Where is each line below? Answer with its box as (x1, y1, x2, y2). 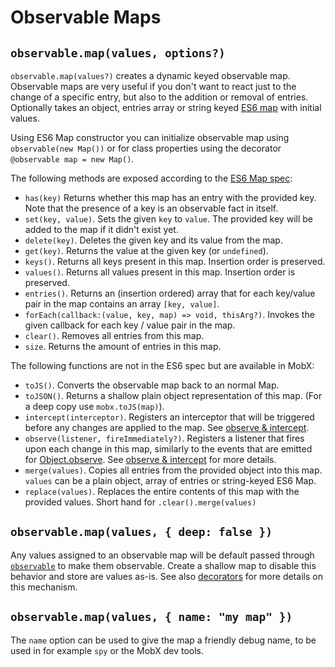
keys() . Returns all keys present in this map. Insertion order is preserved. (24, 256, 326, 267)
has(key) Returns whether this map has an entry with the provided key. (24, 192, 317, 203)
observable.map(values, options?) (10, 46, 226, 60)
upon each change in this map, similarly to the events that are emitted (24, 443, 313, 455)
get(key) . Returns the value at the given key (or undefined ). (24, 245, 269, 256)
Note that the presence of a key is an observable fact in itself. (24, 202, 279, 214)
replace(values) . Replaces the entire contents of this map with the (24, 486, 300, 497)
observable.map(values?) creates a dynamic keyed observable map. (10, 70, 291, 81)
